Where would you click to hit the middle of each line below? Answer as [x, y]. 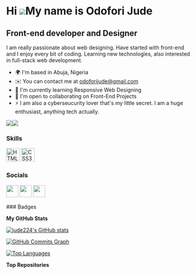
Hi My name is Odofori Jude [79, 11]
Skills [14, 138]
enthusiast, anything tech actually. [57, 112]
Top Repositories [28, 264]
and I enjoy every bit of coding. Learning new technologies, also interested [98, 54]
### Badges [22, 207]
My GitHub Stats [27, 218]
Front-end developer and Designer [72, 33]
